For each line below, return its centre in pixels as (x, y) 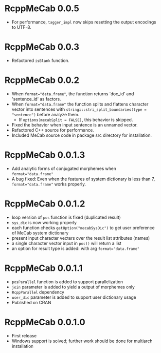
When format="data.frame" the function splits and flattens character (80, 104)
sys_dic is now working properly (44, 222)
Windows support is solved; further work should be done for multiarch (82, 341)
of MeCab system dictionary (40, 233)
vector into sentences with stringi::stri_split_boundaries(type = (79, 109)
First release (24, 335)
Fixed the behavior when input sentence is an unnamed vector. (75, 125)
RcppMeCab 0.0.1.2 (45, 204)
